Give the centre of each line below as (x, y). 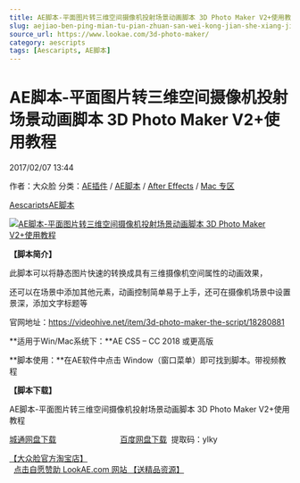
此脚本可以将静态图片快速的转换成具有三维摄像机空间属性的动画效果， (138, 273)
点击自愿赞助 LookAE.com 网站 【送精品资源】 (99, 470)
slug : (19, 26)
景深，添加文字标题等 (48, 304)
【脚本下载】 (33, 390)
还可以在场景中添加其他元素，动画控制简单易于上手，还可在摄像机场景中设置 (150, 292)
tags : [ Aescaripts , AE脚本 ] (60, 51)
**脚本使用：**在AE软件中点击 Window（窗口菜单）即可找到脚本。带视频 (144, 360)
